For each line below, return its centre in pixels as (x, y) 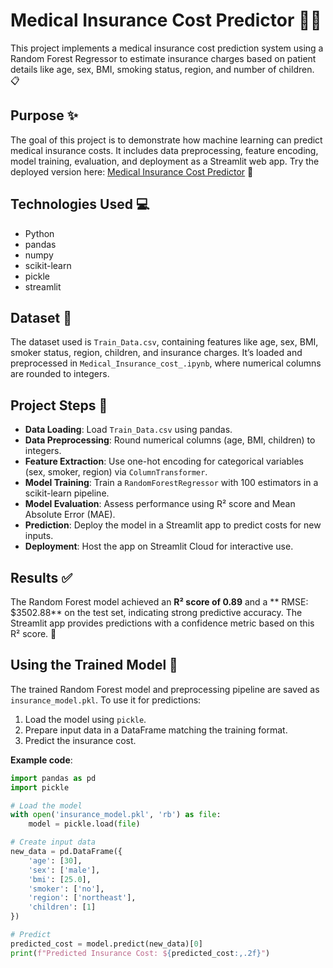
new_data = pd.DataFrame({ (66, 852)
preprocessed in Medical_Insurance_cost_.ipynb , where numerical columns (166, 363)
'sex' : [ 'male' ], (64, 870)
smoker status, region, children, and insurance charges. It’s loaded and (156, 353)
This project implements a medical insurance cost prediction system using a (167, 48)
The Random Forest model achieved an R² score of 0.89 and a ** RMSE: (159, 602)
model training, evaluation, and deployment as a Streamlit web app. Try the (165, 161)
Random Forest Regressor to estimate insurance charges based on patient (163, 58)
